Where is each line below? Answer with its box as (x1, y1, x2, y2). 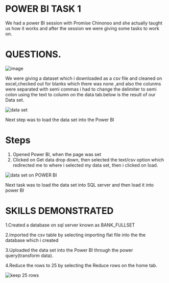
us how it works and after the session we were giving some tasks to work (5, 25, 160, 31)
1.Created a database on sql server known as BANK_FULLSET (5, 222, 135, 228)
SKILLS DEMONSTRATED (5, 205, 114, 216)
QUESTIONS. (5, 49, 61, 60)
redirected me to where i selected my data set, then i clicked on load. (12, 162, 158, 168)
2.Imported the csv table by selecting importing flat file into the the (5, 232, 146, 238)
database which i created (5, 237, 59, 243)
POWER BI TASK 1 (5, 3, 81, 15)
